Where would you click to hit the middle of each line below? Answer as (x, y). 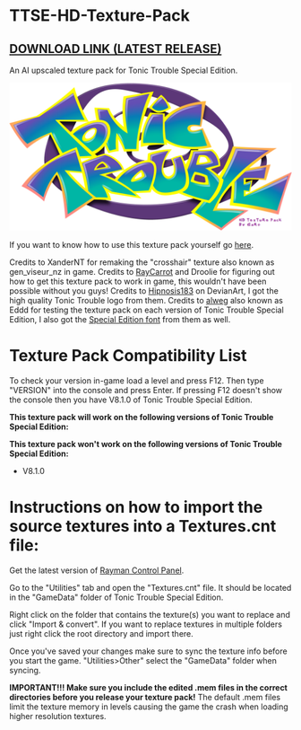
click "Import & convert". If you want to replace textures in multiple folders (146, 624)
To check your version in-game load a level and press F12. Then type (137, 380)
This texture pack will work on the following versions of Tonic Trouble (142, 417)
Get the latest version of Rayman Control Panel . (97, 570)
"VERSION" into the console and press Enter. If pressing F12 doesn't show (146, 390)
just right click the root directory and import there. (102, 633)
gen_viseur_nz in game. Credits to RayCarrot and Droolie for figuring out (142, 271)
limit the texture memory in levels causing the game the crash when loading (149, 707)
